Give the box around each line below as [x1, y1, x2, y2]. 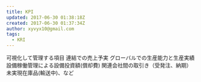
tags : [6, 31, 20, 37]
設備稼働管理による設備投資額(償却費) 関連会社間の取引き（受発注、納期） [6, 61, 192, 69]
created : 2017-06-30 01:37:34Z [6, 20, 85, 26]
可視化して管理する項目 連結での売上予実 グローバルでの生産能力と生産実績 [6, 54, 195, 61]
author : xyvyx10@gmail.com [6, 25, 74, 32]
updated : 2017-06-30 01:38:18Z [6, 14, 85, 20]
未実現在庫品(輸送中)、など [6, 69, 74, 76]
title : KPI [6, 8, 34, 15]
